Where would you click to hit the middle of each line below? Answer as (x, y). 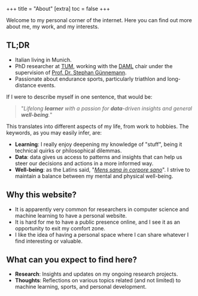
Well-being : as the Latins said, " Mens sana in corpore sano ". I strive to (102, 169)
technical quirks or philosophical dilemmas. (68, 150)
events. (47, 85)
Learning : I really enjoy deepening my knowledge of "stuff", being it (98, 144)
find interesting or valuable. (48, 241)
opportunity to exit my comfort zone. (60, 228)
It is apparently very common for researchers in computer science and (102, 209)
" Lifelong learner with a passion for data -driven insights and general (106, 108)
